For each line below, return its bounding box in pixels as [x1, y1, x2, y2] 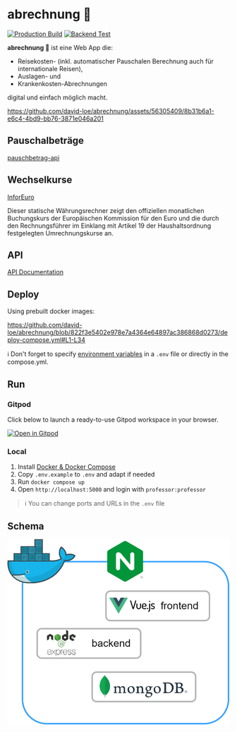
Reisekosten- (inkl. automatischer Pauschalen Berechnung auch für [17, 56, 214, 66]
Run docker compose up [17, 477, 85, 486]
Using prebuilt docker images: [7, 307, 95, 316]
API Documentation [7, 268, 63, 276]
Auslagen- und [17, 72, 61, 80]
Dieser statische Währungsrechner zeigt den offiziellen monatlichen [7, 206, 205, 214]
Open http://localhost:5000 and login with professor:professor [17, 485, 207, 494]
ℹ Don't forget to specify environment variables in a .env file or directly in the [7, 350, 229, 358]
